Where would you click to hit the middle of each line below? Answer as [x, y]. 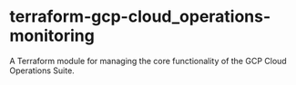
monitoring [52, 36]
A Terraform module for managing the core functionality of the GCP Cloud [148, 61]
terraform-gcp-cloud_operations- [140, 17]
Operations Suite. [42, 71]
